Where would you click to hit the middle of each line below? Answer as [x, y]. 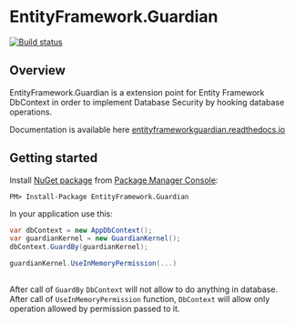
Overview [38, 71]
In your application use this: [61, 213]
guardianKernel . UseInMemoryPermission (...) [93, 264]
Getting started [54, 158]
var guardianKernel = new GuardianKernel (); [95, 238]
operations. [31, 112]
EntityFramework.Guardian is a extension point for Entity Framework [137, 92]
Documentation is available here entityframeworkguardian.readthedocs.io [147, 129]
